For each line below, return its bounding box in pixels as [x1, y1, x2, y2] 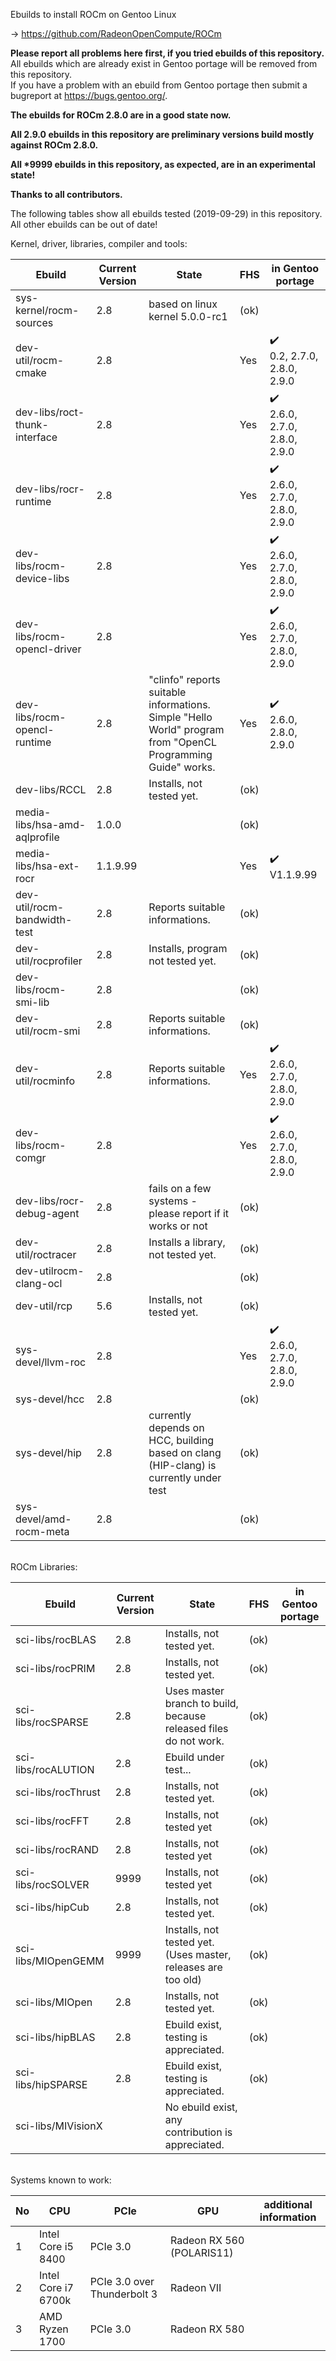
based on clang [148, 1446, 222, 1459]
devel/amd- [15, 1512, 72, 1526]
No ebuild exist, [164, 2100, 238, 2114]
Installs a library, [148, 1235, 226, 1249]
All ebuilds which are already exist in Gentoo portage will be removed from [10, 58, 318, 69]
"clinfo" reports [148, 673, 221, 686]
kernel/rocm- [15, 304, 80, 317]
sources [15, 316, 54, 329]
